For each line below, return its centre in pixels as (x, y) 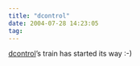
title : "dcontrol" (39, 16)
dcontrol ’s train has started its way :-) (70, 54)
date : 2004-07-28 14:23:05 (54, 23)
